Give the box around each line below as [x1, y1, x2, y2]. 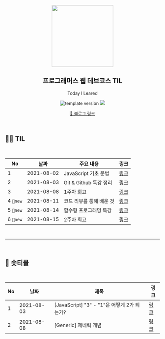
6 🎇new [7, 216, 23, 223]
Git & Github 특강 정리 [63, 179, 112, 186]
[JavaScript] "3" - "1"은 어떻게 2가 [54, 302, 134, 308]
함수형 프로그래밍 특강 [63, 207, 112, 214]
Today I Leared [67, 90, 98, 96]
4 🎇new [7, 197, 23, 204]
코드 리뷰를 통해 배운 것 [63, 198, 114, 204]
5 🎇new [7, 206, 23, 213]
